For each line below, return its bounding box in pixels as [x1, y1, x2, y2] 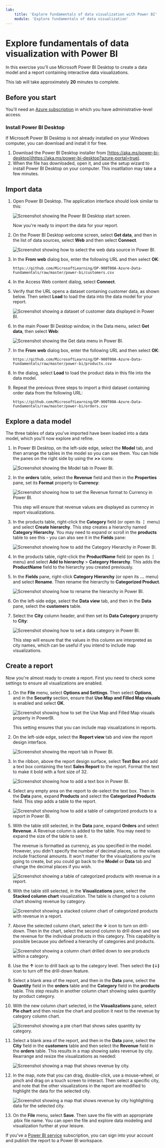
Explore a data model [5, 417, 72, 426]
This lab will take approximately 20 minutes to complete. [5, 79, 120, 85]
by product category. [12, 993, 55, 999]
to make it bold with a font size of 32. [12, 769, 88, 775]
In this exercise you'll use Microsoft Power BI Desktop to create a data [5, 65, 147, 70]
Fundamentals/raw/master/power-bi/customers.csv [12, 270, 114, 275]
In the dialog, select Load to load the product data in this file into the [12, 370, 151, 376]
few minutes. [12, 171, 39, 177]
